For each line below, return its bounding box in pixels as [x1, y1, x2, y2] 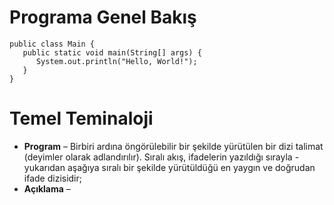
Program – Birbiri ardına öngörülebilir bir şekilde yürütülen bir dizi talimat [23, 140, 324, 152]
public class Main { [9, 39, 96, 49]
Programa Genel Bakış [9, 6, 197, 29]
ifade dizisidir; [23, 172, 83, 184]
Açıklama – [23, 182, 71, 195]
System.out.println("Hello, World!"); [35, 56, 198, 66]
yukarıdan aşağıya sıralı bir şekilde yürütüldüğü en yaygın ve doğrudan [23, 161, 316, 173]
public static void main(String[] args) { [22, 47, 202, 58]
